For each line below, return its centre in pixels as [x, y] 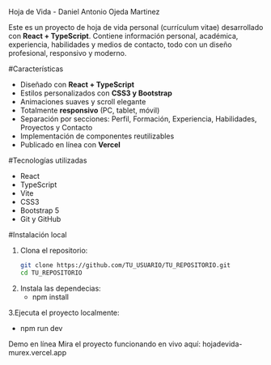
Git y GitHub [40, 219]
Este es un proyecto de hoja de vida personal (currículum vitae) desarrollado [136, 27]
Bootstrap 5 [40, 210]
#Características [36, 69]
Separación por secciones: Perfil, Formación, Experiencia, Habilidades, [138, 119]
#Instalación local [38, 235]
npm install [50, 297]
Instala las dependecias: [60, 288]
